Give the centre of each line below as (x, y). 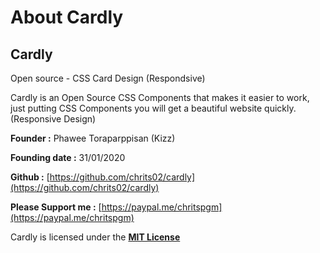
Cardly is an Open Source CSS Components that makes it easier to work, (160, 97)
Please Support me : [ (56, 207)
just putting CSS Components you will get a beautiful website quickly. (153, 108)
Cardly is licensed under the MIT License (95, 237)
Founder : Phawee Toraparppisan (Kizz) (93, 138)
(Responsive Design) (53, 119)
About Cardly (67, 17)
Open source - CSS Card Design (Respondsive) (108, 78)
